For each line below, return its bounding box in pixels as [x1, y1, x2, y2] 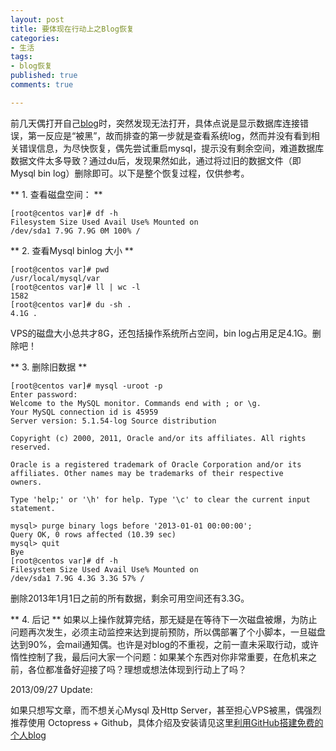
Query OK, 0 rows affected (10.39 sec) [10, 529, 177, 540]
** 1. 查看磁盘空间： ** [10, 188, 103, 200]
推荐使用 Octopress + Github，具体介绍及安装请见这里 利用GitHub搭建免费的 [10, 716, 324, 728]
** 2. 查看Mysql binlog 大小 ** [10, 244, 134, 256]
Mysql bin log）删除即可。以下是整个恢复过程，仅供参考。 [10, 167, 250, 179]
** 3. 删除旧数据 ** [10, 361, 88, 373]
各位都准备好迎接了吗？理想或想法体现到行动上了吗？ [27, 663, 247, 675]
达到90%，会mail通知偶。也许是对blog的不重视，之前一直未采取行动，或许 [10, 638, 320, 650]
